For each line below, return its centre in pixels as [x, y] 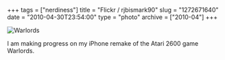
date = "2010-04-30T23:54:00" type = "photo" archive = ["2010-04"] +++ [113, 17]
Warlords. [21, 51]
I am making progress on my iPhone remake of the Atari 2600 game [103, 43]
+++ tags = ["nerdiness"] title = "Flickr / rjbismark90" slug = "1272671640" [113, 10]
